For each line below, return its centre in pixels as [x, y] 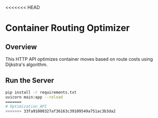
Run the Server [30, 80]
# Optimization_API [26, 107]
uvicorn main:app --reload [34, 97]
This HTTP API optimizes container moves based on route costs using [79, 59]
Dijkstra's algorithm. [26, 64]
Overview [21, 47]
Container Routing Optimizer [67, 28]
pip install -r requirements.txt [41, 92]
